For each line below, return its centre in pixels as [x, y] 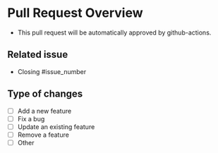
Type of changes [45, 94]
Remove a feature [43, 135]
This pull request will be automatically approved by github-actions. [114, 32]
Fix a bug [31, 118]
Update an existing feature [56, 127]
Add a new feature [44, 111]
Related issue [38, 55]
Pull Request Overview [75, 13]
